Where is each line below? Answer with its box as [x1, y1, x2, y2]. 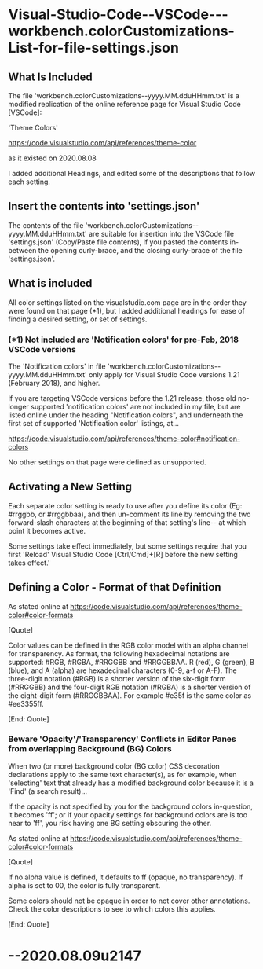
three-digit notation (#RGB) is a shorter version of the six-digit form [8, 674, 226, 683]
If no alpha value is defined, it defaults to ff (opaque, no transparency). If [8, 872, 243, 882]
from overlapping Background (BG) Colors [8, 743, 172, 754]
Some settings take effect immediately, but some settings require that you [8, 541, 247, 551]
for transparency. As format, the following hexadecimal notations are [8, 648, 230, 658]
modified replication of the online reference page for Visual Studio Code [8, 100, 242, 108]
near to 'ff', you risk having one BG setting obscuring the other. [8, 818, 212, 828]
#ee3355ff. [8, 699, 45, 708]
